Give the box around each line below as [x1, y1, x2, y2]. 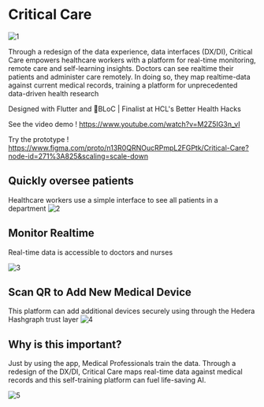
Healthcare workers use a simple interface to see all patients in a [8, 195, 218, 204]
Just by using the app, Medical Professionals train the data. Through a [8, 359, 236, 368]
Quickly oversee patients [8, 174, 134, 188]
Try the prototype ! [8, 134, 69, 144]
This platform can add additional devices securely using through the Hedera [8, 306, 255, 316]
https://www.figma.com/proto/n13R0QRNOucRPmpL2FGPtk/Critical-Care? [8, 143, 250, 152]
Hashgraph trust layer [8, 315, 79, 324]
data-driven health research [8, 88, 99, 98]
